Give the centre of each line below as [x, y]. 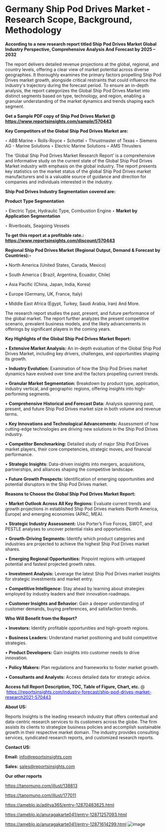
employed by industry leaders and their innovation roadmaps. [68, 594]
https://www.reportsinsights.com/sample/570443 [58, 121]
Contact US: [18, 747]
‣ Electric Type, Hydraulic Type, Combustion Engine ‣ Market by [71, 211]
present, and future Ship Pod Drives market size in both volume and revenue [83, 409]
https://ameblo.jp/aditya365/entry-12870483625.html [60, 805]
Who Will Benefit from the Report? [41, 618]
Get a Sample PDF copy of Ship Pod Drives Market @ [60, 116]
